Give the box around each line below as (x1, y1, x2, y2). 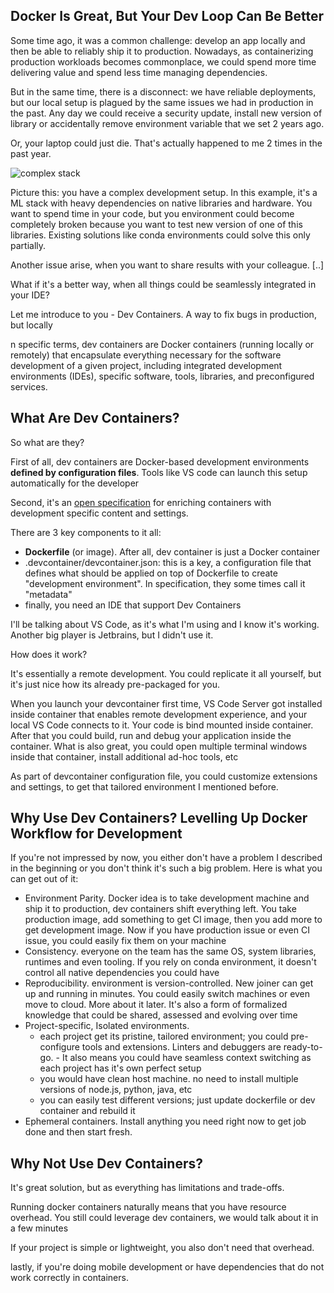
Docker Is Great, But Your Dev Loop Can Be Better (10, 8, 324, 25)
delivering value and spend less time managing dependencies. (10, 66, 268, 78)
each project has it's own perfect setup (39, 1062, 202, 1074)
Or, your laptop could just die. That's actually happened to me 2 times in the (10, 137, 323, 149)
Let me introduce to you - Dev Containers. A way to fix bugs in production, (10, 308, 317, 320)
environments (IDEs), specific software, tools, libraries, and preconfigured (10, 370, 315, 382)
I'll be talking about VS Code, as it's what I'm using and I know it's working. (10, 618, 320, 630)
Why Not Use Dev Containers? (10, 1155, 203, 1172)
